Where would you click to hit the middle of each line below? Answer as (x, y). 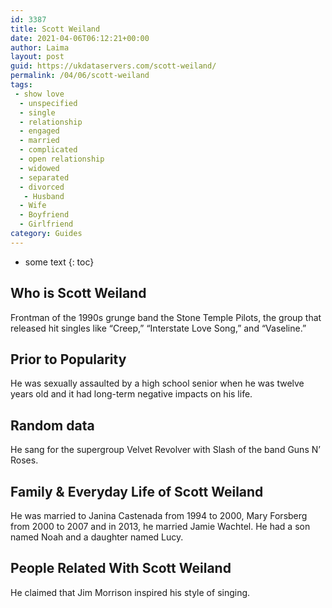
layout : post (37, 57)
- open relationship (62, 159)
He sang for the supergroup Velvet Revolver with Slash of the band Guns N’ (165, 450)
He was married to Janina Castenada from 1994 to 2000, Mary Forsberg (159, 515)
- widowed (39, 168)
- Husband (44, 196)
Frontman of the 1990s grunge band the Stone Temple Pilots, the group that (166, 317)
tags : (21, 85)
